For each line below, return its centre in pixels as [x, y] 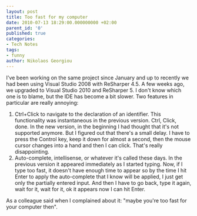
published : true [26, 34]
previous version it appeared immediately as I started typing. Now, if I [98, 164]
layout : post [22, 11]
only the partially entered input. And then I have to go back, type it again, [103, 182]
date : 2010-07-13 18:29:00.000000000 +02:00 [61, 22]
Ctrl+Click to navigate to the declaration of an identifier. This [88, 114]
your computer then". [32, 207]
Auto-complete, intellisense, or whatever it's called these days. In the [98, 158]
